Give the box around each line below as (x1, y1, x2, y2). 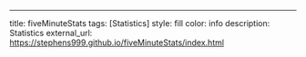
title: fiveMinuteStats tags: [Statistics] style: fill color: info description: (9, 18, 270, 28)
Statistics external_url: (9, 28, 93, 38)
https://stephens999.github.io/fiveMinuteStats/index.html (9, 37, 225, 48)
